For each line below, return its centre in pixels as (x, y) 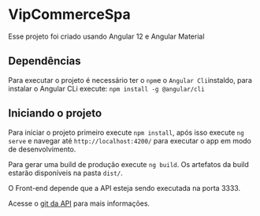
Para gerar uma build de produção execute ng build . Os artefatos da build (129, 164)
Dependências (45, 61)
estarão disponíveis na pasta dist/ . (66, 173)
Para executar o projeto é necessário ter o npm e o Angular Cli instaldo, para (130, 80)
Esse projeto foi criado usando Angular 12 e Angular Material (106, 36)
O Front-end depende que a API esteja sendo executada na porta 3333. (124, 188)
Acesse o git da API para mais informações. (79, 203)
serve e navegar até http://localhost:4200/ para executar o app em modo (130, 140)
